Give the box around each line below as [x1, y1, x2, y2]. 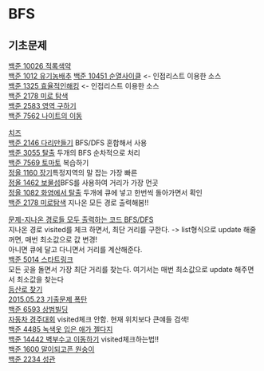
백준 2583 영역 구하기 [8, 101, 77, 110]
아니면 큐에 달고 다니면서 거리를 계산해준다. [8, 245, 143, 254]
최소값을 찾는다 [16, 274, 64, 284]
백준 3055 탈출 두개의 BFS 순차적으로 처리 [8, 148, 141, 157]
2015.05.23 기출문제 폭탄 [8, 294, 88, 304]
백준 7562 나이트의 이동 [8, 111, 83, 120]
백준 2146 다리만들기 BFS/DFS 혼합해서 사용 [8, 138, 148, 148]
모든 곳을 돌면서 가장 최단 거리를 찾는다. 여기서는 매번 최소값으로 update [8, 265, 233, 274]
